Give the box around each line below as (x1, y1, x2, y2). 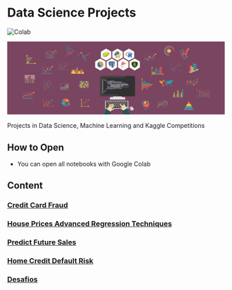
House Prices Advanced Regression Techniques (7, 219, 173, 229)
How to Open (7, 142, 64, 153)
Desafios (7, 275, 38, 284)
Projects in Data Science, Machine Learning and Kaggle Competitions (7, 122, 205, 130)
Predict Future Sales (7, 238, 77, 247)
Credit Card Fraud (7, 200, 68, 210)
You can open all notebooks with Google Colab (17, 160, 151, 168)
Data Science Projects (7, 5, 137, 21)
